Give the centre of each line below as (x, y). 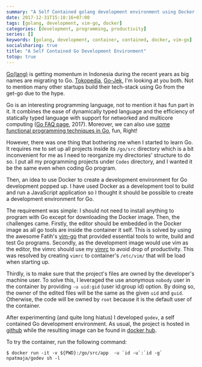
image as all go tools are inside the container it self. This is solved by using (99, 229)
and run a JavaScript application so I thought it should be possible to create (100, 192)
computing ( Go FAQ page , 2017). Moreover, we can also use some (88, 124)
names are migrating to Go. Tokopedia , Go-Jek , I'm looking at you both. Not (100, 80)
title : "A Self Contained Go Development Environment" (76, 51)
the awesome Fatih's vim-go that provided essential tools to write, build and (100, 236)
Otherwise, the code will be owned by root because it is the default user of (99, 299)
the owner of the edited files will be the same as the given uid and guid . (95, 293)
